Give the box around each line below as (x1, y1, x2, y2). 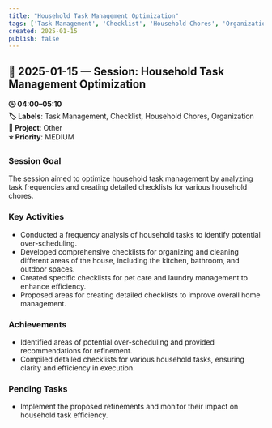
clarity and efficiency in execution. (19, 362, 135, 373)
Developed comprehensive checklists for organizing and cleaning (19, 246, 239, 256)
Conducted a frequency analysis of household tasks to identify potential (19, 229, 261, 239)
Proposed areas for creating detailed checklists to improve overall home (19, 289, 261, 300)
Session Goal (8, 155, 62, 166)
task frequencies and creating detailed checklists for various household (8, 182, 248, 192)
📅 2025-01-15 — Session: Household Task (8, 64, 225, 78)
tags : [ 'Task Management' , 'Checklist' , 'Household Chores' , (8, 19, 219, 28)
